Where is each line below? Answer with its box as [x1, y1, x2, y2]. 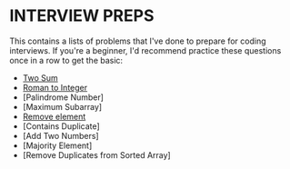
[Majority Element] [22, 140, 93, 151]
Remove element [22, 111, 86, 122]
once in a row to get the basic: [9, 55, 124, 65]
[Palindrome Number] [22, 92, 105, 103]
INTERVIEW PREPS [9, 5, 155, 26]
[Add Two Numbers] [22, 130, 99, 141]
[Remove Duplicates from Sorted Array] [22, 149, 171, 160]
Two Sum [22, 72, 59, 83]
